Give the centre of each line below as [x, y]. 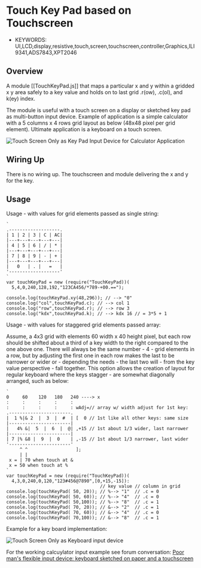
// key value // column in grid [140, 487]
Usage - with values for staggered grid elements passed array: [83, 325]
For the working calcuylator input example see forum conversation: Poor [95, 552]
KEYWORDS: [31, 40]
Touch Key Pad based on [69, 10]
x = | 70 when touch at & [41, 460]
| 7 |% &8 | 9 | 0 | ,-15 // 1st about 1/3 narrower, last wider [97, 439]
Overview [25, 72]
